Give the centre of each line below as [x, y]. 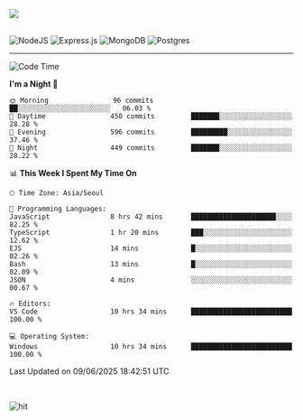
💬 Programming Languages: [58, 209]
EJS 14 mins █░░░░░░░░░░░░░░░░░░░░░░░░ [151, 248]
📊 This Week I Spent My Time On [73, 173]
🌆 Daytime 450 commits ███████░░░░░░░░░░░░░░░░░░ [151, 117]
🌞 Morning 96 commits [82, 100]
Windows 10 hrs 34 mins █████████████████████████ [151, 347]
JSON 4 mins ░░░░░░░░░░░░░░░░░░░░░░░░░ [151, 280]
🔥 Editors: [30, 303]
